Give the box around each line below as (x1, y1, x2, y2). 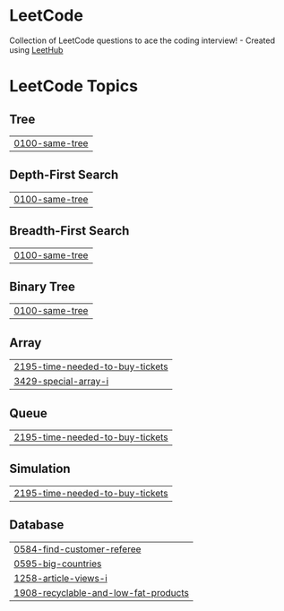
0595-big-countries (13, 557, 102, 570)
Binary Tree (9, 279, 76, 294)
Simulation (9, 461, 71, 477)
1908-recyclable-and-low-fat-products (13, 586, 190, 598)
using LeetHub (9, 44, 64, 55)
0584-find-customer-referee (13, 543, 142, 555)
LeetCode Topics (9, 76, 139, 97)
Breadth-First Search (9, 223, 130, 238)
